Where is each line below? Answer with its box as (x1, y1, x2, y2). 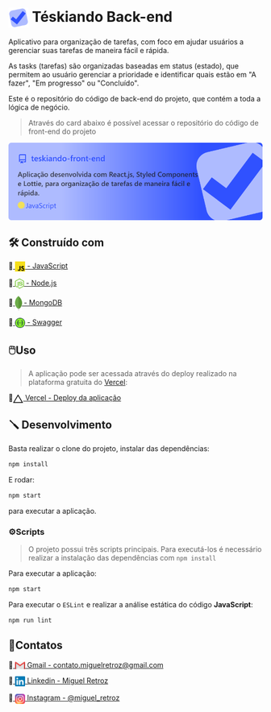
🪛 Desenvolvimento (8, 418, 113, 432)
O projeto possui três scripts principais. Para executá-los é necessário (27, 544, 262, 554)
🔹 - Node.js (8, 278, 57, 288)
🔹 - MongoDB (8, 298, 63, 308)
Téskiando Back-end (31, 7, 173, 26)
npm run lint (8, 616, 52, 624)
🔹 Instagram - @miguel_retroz (8, 693, 120, 703)
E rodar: (8, 474, 35, 484)
